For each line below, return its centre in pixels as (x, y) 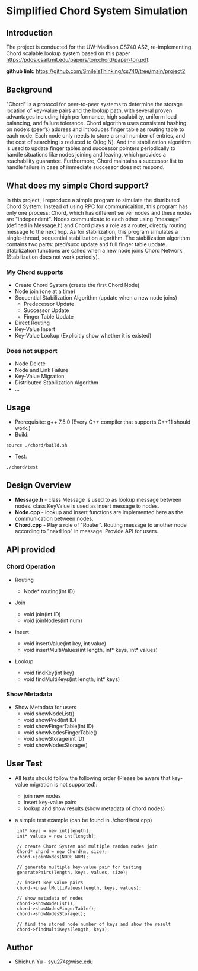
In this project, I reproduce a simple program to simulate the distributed (93, 200)
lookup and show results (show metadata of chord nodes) (94, 808)
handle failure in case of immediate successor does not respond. (85, 167)
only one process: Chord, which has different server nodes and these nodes (99, 212)
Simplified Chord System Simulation (97, 11)
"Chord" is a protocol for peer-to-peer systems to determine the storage (94, 104)
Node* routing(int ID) (49, 591)
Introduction (30, 33)
